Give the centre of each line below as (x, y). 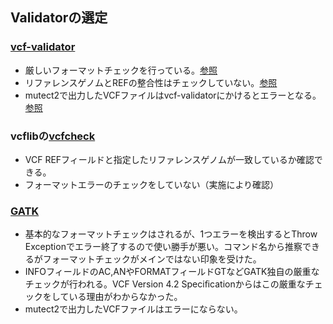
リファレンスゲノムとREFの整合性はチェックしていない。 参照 (151, 82)
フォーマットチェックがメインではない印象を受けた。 (152, 259)
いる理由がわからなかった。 (125, 297)
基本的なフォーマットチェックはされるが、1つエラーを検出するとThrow (171, 234)
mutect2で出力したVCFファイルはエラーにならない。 (133, 309)
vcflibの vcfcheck (53, 136)
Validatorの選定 (59, 18)
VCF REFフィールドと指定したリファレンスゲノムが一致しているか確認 (169, 159)
